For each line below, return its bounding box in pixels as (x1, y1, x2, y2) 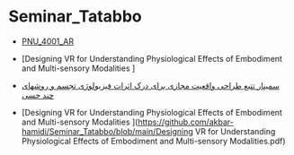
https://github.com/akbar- (138, 116, 235, 127)
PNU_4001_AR (21, 36, 75, 47)
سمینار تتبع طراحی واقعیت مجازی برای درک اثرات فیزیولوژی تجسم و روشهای (21, 80, 280, 90)
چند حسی (21, 90, 55, 100)
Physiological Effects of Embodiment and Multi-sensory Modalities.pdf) (21, 135, 286, 146)
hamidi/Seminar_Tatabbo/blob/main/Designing (21, 125, 194, 136)
